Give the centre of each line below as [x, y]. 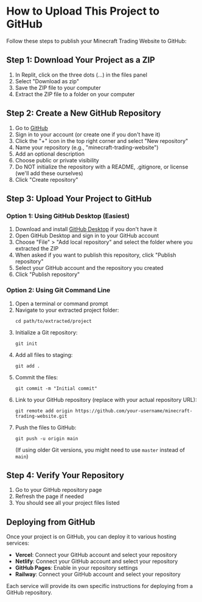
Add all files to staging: [44, 355]
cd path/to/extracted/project [54, 321]
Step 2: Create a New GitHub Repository [84, 113]
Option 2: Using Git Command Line [58, 290]
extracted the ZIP [37, 249]
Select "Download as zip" [47, 81]
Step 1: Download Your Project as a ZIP [81, 60]
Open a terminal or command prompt [61, 303]
